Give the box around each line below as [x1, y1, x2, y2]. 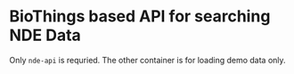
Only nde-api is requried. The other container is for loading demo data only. [9, 54, 287, 65]
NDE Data [9, 25, 82, 45]
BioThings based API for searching [9, 6, 271, 27]
